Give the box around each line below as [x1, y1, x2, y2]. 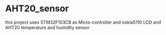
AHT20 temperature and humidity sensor [5, 24, 90, 30]
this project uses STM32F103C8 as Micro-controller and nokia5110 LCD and [5, 19, 161, 25]
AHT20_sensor [5, 3, 69, 14]
